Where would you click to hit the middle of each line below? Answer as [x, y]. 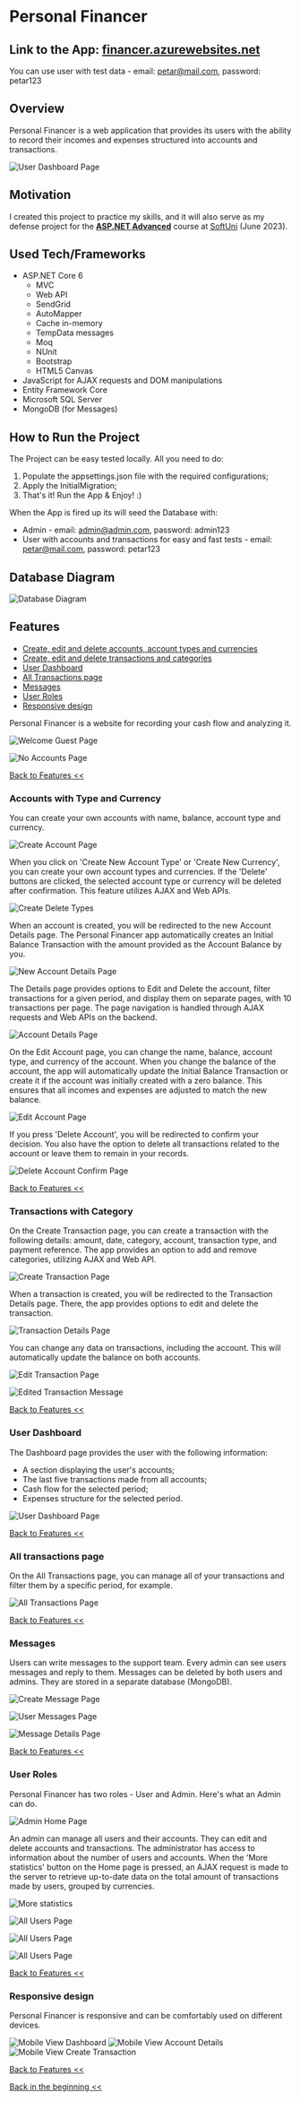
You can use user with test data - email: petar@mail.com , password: [135, 71]
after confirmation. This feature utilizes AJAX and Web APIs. [120, 891]
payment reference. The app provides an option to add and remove [133, 1250]
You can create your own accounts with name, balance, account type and [145, 818]
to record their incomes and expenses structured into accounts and [133, 140]
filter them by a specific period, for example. [91, 1586]
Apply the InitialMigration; [70, 486]
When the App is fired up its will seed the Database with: [114, 513]
